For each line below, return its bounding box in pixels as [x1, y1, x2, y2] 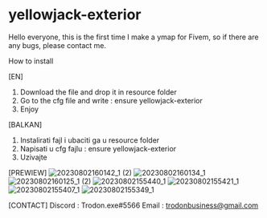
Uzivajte [19, 152, 47, 162]
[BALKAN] [8, 119, 43, 129]
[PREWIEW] [8, 168, 47, 177]
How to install [8, 56, 54, 66]
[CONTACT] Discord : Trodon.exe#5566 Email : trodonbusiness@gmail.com [8, 200, 259, 210]
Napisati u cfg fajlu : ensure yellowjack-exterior [19, 143, 177, 153]
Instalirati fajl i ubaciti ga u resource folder [19, 135, 160, 145]
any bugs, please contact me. [8, 40, 107, 50]
